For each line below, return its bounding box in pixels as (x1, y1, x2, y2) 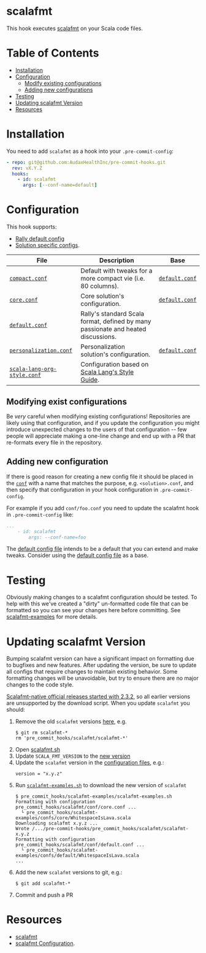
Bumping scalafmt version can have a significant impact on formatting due (6, 655, 194, 663)
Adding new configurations (24, 86, 93, 93)
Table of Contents (6, 46, 99, 60)
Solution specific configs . (15, 241, 80, 249)
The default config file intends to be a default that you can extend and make (6, 545, 198, 553)
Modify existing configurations (24, 79, 102, 87)
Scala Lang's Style (80, 368, 134, 376)
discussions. (80, 333, 116, 341)
